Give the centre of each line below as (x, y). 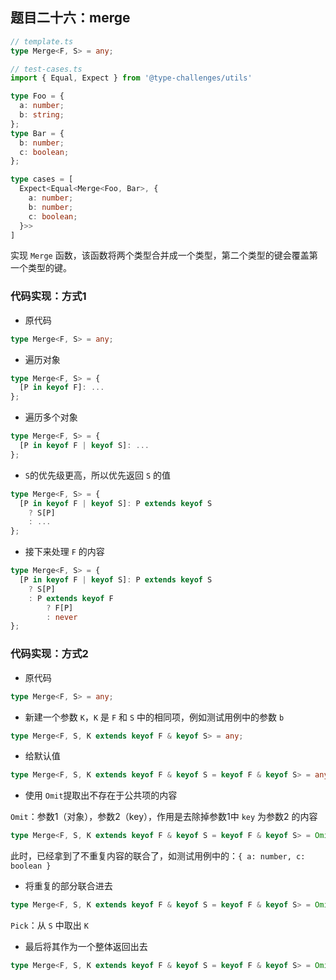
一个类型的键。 (41, 268)
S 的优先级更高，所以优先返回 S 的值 (98, 475)
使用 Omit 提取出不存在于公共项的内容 (101, 795)
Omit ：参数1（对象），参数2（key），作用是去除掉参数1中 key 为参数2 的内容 (164, 817)
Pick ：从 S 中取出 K (49, 925)
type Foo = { (37, 96)
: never (62, 617)
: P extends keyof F (71, 598)
